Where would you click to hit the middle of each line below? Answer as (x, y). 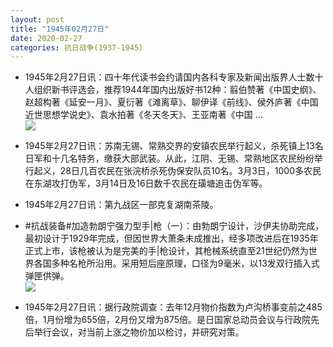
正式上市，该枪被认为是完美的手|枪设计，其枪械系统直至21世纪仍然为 (166, 251)
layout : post (37, 19)
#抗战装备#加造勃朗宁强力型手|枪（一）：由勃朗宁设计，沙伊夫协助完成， (174, 226)
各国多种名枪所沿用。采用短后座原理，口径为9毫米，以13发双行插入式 (176, 263)
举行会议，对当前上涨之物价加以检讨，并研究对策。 (139, 332)
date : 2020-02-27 (46, 38)
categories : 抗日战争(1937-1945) (77, 47)
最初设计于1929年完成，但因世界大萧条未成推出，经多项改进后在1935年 (171, 238)
